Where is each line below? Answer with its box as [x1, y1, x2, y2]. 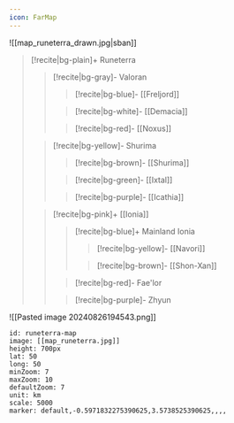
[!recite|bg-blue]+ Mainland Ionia [74, 226, 196, 236]
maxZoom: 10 [9, 375, 53, 384]
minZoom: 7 [9, 367, 49, 376]
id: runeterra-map [9, 328, 77, 337]
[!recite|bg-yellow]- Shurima [52, 140, 157, 150]
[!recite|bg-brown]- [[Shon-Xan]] [96, 260, 217, 271]
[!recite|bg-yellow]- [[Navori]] [96, 242, 206, 253]
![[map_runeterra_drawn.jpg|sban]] [9, 37, 137, 48]
